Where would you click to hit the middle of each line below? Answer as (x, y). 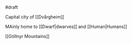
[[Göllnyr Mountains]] (27, 36)
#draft (12, 7)
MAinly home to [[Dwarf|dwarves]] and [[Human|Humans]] (66, 26)
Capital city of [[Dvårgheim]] (35, 17)
